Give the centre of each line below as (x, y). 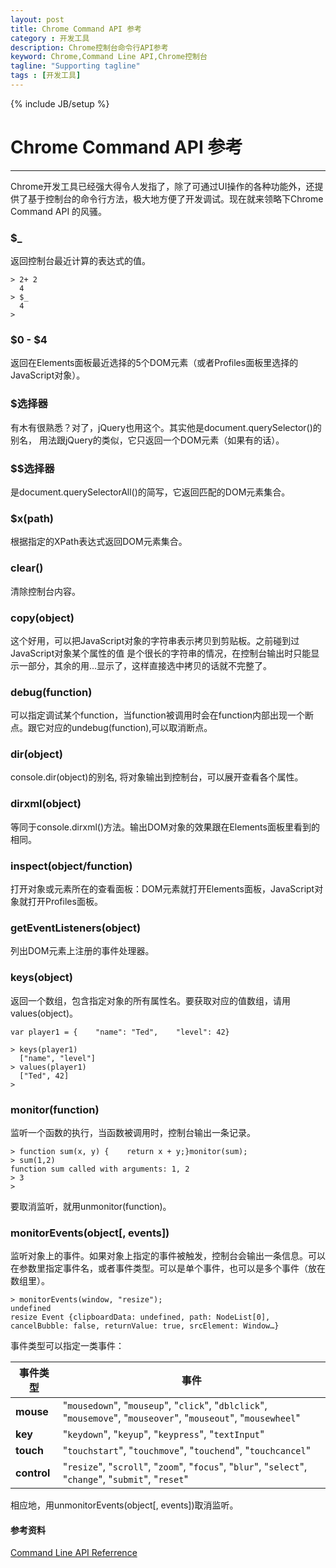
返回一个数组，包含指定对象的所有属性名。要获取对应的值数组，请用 (150, 1000)
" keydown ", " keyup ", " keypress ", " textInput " (163, 1434)
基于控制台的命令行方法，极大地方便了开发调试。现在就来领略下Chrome (175, 198)
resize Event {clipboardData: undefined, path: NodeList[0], (140, 1317)
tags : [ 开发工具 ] (46, 76)
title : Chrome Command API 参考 (76, 29)
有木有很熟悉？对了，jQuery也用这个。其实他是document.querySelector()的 (166, 427)
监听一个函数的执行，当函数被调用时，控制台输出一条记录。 (133, 1132)
